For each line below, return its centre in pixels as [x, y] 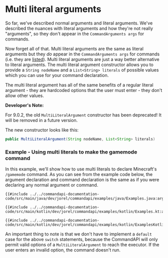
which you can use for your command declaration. [57, 75]
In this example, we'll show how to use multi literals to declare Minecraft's [81, 169]
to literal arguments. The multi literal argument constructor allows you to [79, 64]
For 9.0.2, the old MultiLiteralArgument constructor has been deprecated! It [83, 115]
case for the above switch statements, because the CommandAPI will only [82, 239]
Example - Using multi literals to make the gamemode [71, 152]
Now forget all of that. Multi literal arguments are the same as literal [74, 48]
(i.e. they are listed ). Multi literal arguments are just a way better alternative [82, 59]
